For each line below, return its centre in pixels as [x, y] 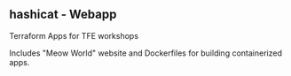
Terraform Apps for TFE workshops [74, 35]
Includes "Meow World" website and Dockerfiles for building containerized [145, 53]
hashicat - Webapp [63, 15]
